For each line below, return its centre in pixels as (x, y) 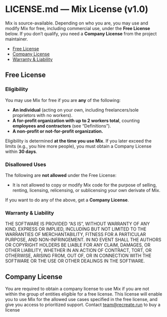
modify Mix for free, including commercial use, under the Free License (78, 28)
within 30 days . (21, 151)
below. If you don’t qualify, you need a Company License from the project (81, 33)
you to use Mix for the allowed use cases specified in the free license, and (82, 299)
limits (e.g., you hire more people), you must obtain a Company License (79, 146)
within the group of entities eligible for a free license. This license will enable (84, 294)
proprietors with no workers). (42, 115)
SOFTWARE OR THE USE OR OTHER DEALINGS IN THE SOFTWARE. (75, 261)
